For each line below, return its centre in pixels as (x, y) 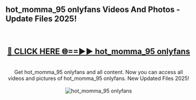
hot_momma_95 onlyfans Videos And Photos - (93, 10)
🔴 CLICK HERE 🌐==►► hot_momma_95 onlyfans (99, 51)
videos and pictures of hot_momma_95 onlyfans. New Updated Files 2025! (99, 78)
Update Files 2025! (41, 19)
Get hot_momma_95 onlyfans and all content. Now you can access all (99, 72)
